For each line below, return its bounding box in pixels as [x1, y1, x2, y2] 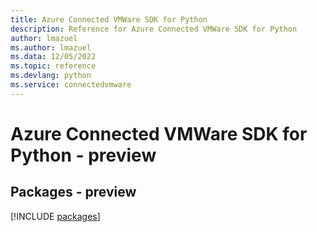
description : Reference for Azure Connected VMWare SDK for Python [10, 24, 298, 34]
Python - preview [10, 144, 157, 166]
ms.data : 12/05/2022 [10, 52, 97, 62]
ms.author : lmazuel [10, 42, 92, 53]
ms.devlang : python [10, 71, 92, 81]
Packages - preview [10, 184, 137, 201]
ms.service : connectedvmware [10, 80, 132, 90]
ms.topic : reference [10, 61, 97, 71]
